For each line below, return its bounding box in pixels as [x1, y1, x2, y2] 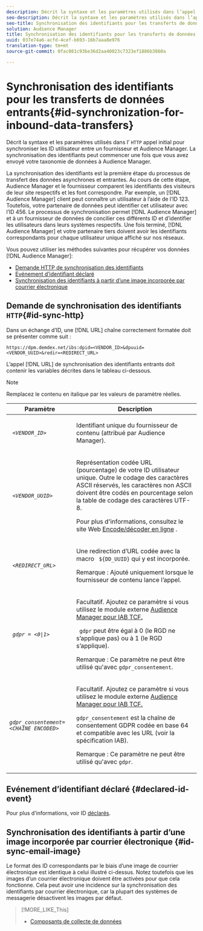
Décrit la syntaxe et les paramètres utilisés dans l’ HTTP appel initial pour [6, 138, 185, 145]
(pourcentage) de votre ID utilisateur [76, 465, 180, 474]
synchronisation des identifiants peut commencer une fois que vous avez [6, 151, 188, 158]
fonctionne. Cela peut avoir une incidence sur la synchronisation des [6, 881, 177, 889]
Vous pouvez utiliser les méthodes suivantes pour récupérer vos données [6, 245, 190, 253]
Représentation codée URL [76, 458, 153, 467]
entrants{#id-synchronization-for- [6, 105, 184, 119]
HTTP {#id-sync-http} [6, 310, 85, 321]
